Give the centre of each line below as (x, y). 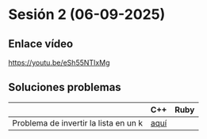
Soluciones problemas (65, 87)
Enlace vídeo (41, 44)
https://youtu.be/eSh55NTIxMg (59, 62)
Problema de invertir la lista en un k (78, 122)
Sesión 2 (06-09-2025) (87, 15)
